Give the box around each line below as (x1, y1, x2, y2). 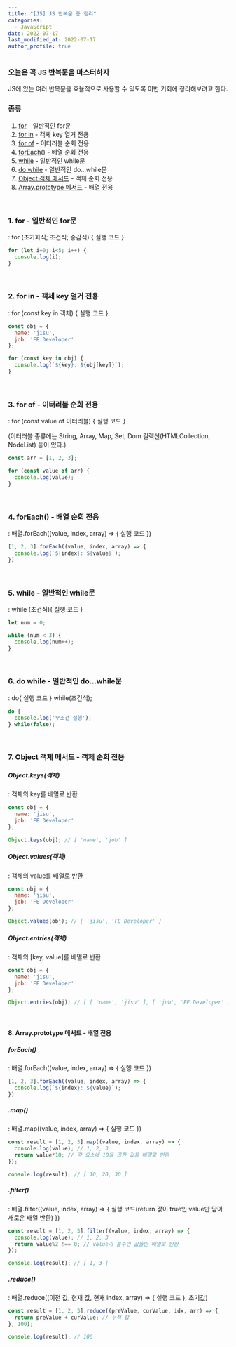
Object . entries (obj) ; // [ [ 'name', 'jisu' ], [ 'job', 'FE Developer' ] (8, 999, 231, 1006)
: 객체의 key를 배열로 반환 (8, 790, 78, 799)
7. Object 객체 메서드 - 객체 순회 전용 (8, 752, 125, 762)
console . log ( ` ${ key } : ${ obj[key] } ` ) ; (14, 362, 125, 369)
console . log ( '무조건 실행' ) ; (14, 714, 92, 721)
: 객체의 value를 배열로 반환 (8, 872, 83, 880)
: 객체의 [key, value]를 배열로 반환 (8, 952, 101, 961)
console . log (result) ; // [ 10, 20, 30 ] (8, 1171, 128, 1178)
